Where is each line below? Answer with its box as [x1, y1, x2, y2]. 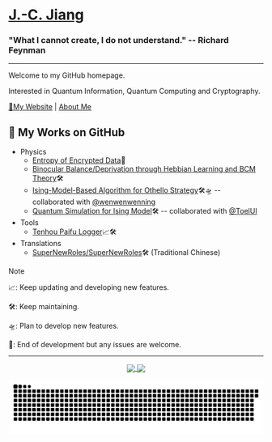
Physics [19, 147, 47, 157]
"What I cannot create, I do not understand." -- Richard [8, 35, 229, 46]
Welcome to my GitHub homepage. [8, 70, 125, 80]
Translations [19, 239, 62, 249]
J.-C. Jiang [8, 6, 85, 24]
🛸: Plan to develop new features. [8, 321, 119, 331]
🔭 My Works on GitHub [8, 125, 125, 139]
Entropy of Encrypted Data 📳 [32, 155, 126, 165]
